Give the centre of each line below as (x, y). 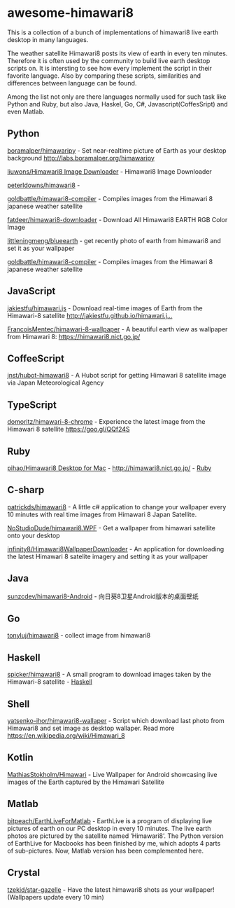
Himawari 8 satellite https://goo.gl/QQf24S (69, 429)
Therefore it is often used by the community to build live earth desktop (109, 60)
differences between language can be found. (72, 83)
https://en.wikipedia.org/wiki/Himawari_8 (66, 736)
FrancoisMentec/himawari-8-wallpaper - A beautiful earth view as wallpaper (117, 329)
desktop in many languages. (48, 39)
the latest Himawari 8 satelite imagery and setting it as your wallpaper (108, 556)
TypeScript (32, 405)
